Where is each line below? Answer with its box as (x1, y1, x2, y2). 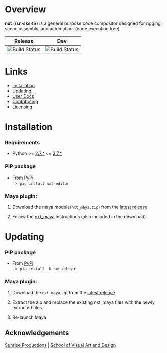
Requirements (5, 139, 40, 146)
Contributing (12, 98, 38, 104)
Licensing (12, 104, 33, 110)
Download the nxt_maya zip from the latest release (12, 289, 115, 295)
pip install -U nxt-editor (19, 267, 76, 272)
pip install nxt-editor (19, 181, 70, 186)
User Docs (12, 93, 34, 99)
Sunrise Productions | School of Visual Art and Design (5, 342, 116, 348)
